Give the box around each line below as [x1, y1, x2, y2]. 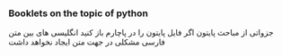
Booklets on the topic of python [8, 7, 149, 20]
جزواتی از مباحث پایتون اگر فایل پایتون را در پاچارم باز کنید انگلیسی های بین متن [8, 28, 274, 38]
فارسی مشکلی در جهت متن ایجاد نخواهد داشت [8, 36, 165, 47]
